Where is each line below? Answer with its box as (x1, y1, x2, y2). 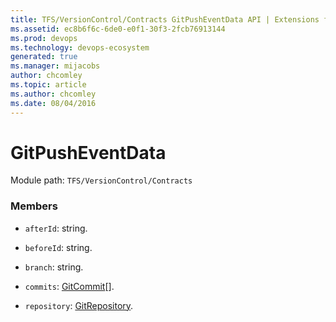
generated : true (10, 52, 78, 62)
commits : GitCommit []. (24, 280, 115, 292)
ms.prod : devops (10, 33, 78, 43)
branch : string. (24, 261, 84, 273)
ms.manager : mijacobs (10, 61, 101, 71)
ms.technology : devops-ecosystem (10, 42, 150, 53)
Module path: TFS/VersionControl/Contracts (10, 174, 193, 186)
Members (10, 199, 58, 213)
